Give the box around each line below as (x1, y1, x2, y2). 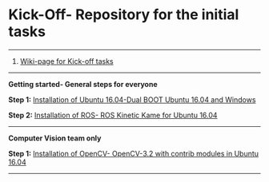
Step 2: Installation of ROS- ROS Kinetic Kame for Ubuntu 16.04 (8, 110, 218, 120)
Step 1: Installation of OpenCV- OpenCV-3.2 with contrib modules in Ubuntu (8, 148, 259, 158)
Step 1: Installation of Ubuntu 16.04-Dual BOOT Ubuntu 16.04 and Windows (8, 94, 256, 105)
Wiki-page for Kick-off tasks (19, 56, 114, 65)
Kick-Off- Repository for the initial (8, 6, 239, 24)
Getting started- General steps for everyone (8, 79, 158, 89)
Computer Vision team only (8, 133, 102, 143)
